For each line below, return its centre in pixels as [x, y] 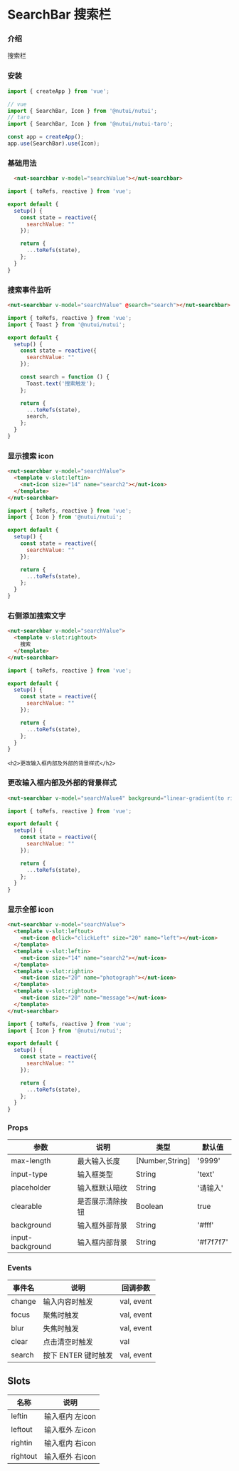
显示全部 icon [31, 910]
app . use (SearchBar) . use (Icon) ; [54, 144]
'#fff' [206, 1225]
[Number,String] [163, 1161]
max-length [31, 1161]
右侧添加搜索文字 [37, 616]
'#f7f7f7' [213, 1242]
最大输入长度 [99, 1161]
